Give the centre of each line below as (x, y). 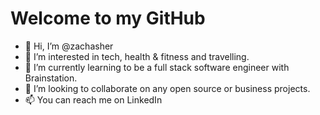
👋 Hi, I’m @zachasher (69, 46)
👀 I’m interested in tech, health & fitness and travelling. (137, 56)
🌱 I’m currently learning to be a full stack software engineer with (157, 67)
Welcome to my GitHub (108, 18)
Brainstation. (51, 78)
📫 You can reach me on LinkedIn (93, 99)
